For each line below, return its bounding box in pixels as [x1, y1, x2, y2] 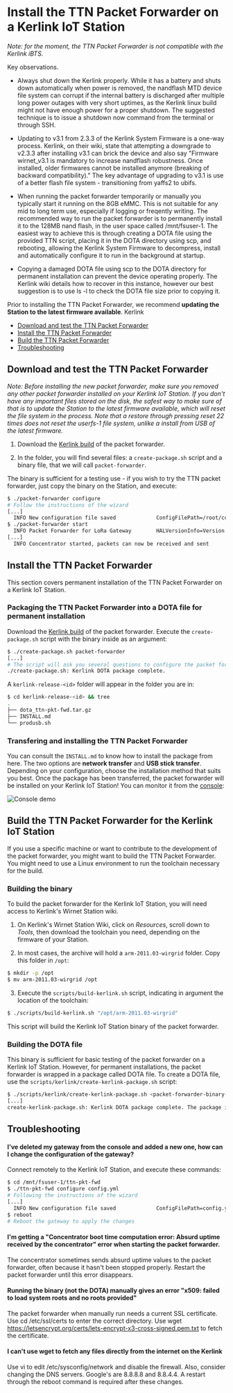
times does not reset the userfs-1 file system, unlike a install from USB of [7, 419, 216, 427]
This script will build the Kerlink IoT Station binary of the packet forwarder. [7, 1022, 219, 1030]
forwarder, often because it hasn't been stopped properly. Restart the [7, 1263, 206, 1271]
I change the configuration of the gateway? [7, 1149, 134, 1159]
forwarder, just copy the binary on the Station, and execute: [7, 481, 177, 490]
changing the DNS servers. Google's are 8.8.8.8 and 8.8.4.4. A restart [7, 1370, 206, 1378]
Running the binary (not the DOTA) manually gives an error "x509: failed [7, 1287, 220, 1295]
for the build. [7, 866, 44, 875]
